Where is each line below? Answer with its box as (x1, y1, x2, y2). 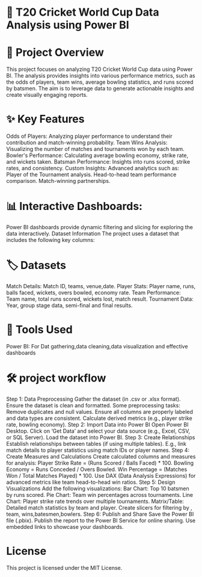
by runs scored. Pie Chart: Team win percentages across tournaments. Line (6, 491, 194, 498)
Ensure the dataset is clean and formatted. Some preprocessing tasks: (6, 401, 180, 409)
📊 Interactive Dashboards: (6, 200, 143, 213)
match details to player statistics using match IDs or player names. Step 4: (6, 446, 190, 454)
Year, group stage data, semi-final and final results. (6, 301, 133, 309)
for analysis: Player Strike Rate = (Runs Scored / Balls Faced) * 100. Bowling (6, 459, 194, 466)
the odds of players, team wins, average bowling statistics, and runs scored (6, 78, 194, 86)
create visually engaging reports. (6, 91, 88, 99)
